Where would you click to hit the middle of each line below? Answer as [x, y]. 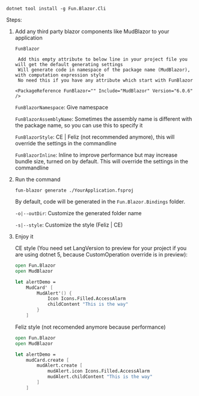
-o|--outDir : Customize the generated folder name [78, 213]
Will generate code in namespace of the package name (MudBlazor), [104, 70]
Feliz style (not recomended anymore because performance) [90, 327]
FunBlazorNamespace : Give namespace [61, 107]
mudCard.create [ [47, 360]
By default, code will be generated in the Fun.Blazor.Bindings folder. [100, 202]
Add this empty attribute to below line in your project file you [103, 59]
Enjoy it [24, 236]
